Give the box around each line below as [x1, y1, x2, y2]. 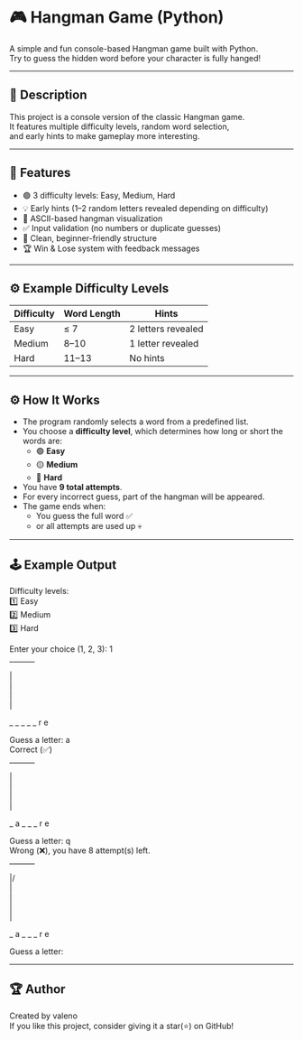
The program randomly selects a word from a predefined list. [22, 416, 250, 427]
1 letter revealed [129, 338, 199, 350]
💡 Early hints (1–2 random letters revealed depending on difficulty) [22, 202, 269, 213]
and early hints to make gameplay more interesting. [9, 130, 200, 141]
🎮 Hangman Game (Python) [9, 7, 225, 28]
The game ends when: [22, 501, 106, 512]
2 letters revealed [129, 322, 205, 335]
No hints [129, 352, 165, 365]
